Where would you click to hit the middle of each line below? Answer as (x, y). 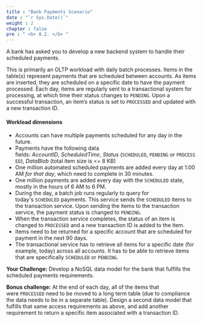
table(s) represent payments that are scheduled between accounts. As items (101, 76)
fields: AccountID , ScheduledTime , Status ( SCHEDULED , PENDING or (95, 155)
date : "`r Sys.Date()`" (37, 18)
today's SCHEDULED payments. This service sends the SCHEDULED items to (103, 199)
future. (23, 142)
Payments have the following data (57, 148)
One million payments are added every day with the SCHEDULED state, (99, 180)
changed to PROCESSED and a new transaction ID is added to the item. (100, 225)
